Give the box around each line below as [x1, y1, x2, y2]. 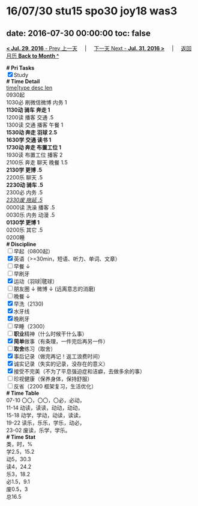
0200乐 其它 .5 [6, 226, 43, 233]
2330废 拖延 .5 [6, 196, 43, 203]
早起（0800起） [14, 248, 54, 255]
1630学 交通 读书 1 [6, 136, 52, 143]
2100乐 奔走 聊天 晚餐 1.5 [6, 159, 68, 166]
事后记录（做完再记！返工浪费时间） [14, 353, 103, 360]
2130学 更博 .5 [6, 166, 43, 173]
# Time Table [6, 390, 40, 397]
